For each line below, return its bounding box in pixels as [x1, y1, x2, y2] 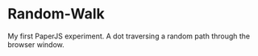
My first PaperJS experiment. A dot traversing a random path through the [7, 31, 251, 41]
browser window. [7, 39, 65, 49]
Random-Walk [7, 5, 106, 23]
